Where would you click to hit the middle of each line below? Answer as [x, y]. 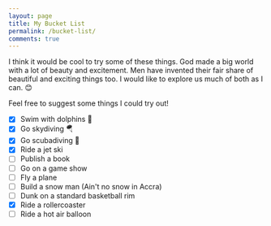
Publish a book [45, 159]
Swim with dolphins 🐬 [56, 120]
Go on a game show [54, 168]
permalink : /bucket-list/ [52, 31]
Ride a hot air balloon [56, 214]
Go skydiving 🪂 [47, 129]
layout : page [30, 16]
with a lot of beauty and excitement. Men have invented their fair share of [131, 71]
